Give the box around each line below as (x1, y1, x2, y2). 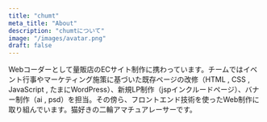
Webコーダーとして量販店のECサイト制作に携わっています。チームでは (8, 65, 244, 75)
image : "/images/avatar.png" (8, 34, 106, 43)
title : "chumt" (8, 11, 60, 20)
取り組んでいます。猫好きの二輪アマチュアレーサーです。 (8, 105, 198, 115)
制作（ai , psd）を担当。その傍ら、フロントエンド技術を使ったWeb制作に (15, 95, 260, 104)
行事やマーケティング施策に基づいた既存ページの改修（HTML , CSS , (22, 75, 250, 84)
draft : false (8, 42, 52, 50)
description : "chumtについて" (8, 26, 105, 35)
